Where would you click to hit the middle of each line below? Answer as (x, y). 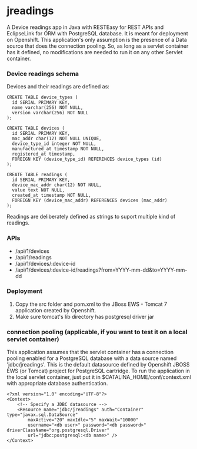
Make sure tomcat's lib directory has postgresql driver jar (85, 316)
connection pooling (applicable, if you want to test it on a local (97, 332)
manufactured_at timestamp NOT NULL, (58, 149)
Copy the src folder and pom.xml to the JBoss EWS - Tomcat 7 (91, 304)
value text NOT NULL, (39, 190)
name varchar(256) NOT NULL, (48, 108)
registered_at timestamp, (44, 154)
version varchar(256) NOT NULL (50, 113)
